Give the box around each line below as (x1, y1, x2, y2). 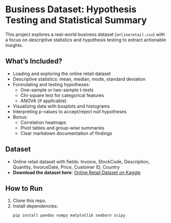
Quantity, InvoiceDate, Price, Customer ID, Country (12, 164, 120, 170)
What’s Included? (5, 57, 62, 66)
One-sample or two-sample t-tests (20, 87, 94, 93)
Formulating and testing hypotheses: (12, 81, 91, 87)
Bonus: (12, 114, 28, 120)
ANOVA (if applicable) (20, 97, 67, 104)
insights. (5, 42, 24, 48)
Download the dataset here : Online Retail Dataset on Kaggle (12, 169, 141, 176)
